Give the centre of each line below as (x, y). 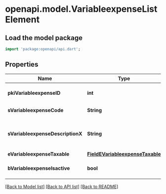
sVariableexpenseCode (36, 110)
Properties (22, 64)
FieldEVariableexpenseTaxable (124, 154)
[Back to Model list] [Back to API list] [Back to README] (62, 187)
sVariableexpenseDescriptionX (45, 133)
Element (22, 19)
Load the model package (44, 38)
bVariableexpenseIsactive (39, 168)
